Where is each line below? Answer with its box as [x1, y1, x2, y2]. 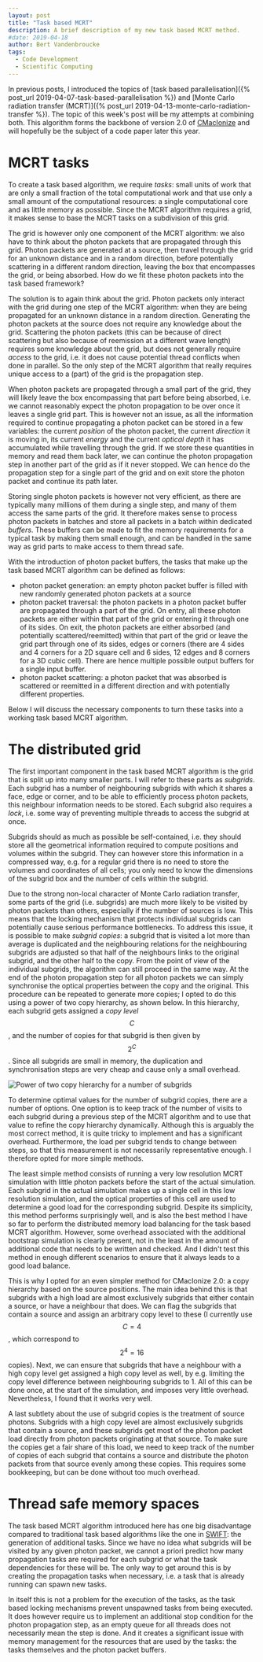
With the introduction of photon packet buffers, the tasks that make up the [8, 556, 249, 567]
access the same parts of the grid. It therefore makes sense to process [8, 508, 238, 518]
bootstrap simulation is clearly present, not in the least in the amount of [8, 1236, 239, 1246]
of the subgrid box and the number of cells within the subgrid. [8, 873, 209, 883]
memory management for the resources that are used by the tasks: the [8, 1636, 237, 1645]
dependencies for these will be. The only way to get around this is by [8, 1563, 232, 1572]
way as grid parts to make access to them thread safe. [8, 541, 184, 551]
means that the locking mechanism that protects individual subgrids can [8, 914, 242, 923]
